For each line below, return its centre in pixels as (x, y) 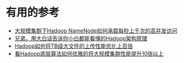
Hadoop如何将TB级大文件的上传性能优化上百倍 (74, 46)
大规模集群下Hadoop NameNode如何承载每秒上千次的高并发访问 (96, 31)
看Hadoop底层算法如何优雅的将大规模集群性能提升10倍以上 (89, 53)
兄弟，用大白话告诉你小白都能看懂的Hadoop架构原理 (81, 38)
